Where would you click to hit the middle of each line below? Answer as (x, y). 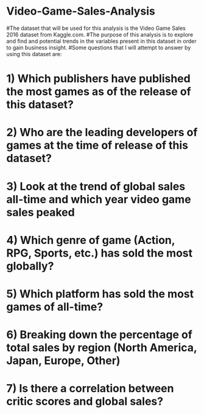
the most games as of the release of (99, 92)
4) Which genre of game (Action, (91, 240)
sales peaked (40, 212)
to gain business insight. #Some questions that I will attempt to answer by (99, 48)
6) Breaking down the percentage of (100, 335)
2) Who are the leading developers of (102, 133)
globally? (30, 266)
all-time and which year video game (99, 199)
